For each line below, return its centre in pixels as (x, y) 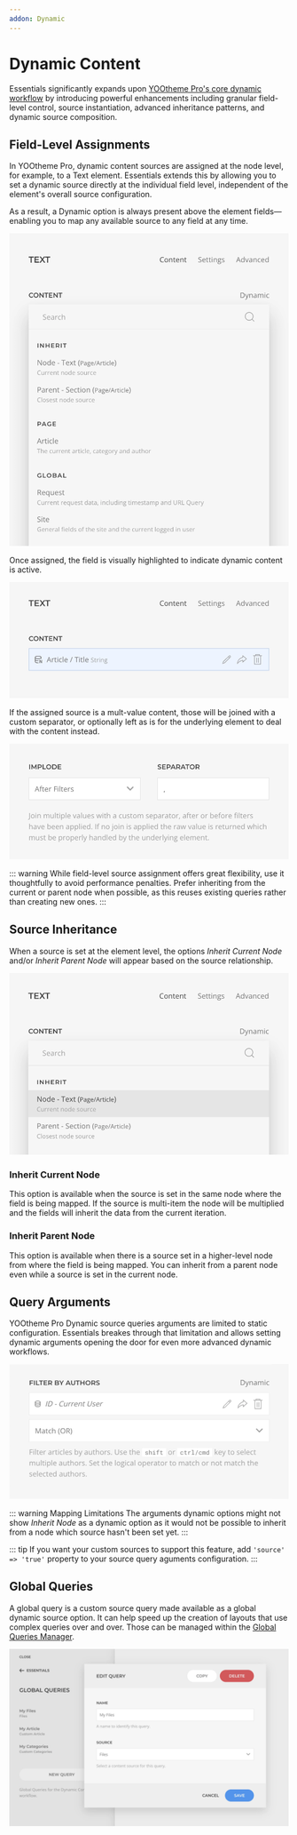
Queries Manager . (42, 1636)
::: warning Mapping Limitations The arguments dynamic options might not (145, 1513)
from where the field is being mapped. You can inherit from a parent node (144, 1265)
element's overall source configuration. (81, 195)
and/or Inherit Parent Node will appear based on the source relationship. (141, 961)
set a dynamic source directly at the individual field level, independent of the (149, 185)
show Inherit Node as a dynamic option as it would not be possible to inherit (148, 1523)
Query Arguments (60, 1302)
